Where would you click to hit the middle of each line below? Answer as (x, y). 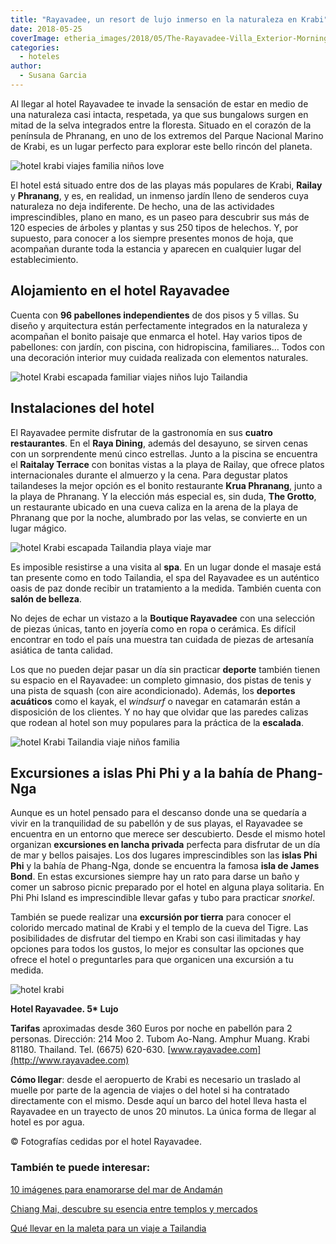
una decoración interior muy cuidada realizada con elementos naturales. (159, 357)
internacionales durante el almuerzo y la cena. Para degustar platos (149, 475)
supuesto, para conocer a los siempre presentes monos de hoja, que (152, 238)
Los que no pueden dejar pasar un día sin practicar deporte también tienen (165, 669)
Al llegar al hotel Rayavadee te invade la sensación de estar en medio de (159, 103)
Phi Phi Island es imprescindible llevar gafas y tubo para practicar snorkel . (162, 898)
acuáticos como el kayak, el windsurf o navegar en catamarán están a (155, 701)
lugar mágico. (38, 528)
